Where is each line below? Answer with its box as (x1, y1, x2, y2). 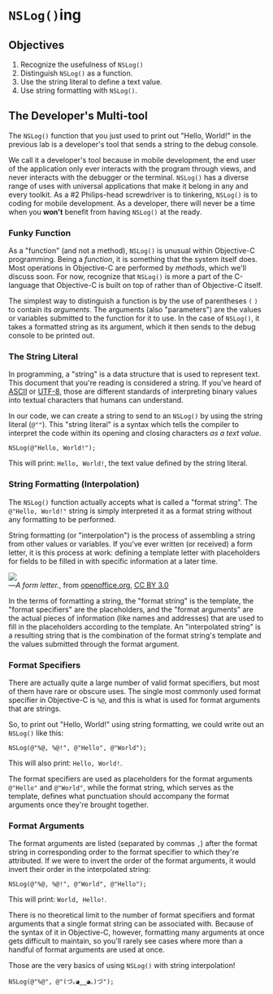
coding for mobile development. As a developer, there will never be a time (8, 198, 256, 208)
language (8, 281, 40, 290)
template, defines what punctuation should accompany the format (8, 791, 230, 800)
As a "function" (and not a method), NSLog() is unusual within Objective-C (8, 246, 256, 255)
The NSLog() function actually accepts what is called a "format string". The (8, 497, 258, 507)
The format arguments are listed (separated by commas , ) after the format (8, 839, 258, 848)
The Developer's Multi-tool (8, 109, 148, 123)
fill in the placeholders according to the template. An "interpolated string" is (8, 621, 262, 631)
